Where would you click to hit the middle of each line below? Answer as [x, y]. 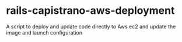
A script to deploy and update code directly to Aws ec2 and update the [91, 26]
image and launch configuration [44, 32]
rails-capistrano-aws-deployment [90, 11]
